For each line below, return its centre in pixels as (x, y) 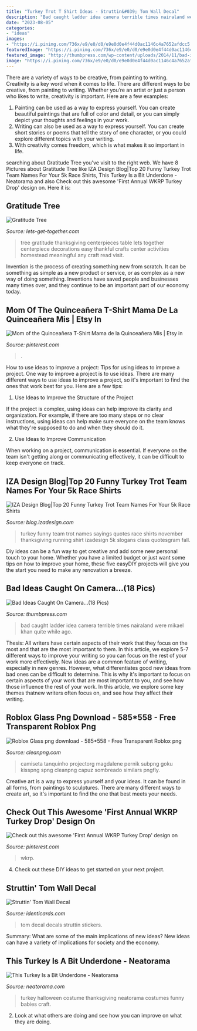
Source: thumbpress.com (37, 614)
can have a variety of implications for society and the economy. (83, 942)
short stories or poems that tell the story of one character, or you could (100, 132)
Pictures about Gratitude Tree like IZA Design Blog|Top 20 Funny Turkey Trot (98, 169)
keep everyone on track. (35, 463)
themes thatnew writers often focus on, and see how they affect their (89, 693)
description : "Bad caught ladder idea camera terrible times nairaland (95, 17)
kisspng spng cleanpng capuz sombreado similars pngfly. (90, 770)
